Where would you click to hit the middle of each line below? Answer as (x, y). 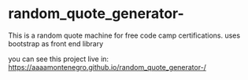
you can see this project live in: (58, 59)
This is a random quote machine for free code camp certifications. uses (124, 35)
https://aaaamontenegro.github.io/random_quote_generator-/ (107, 67)
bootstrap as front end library (56, 43)
